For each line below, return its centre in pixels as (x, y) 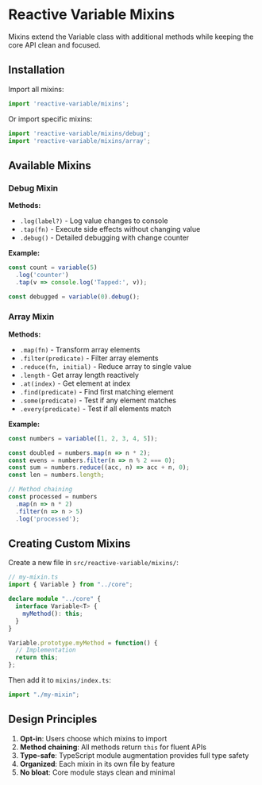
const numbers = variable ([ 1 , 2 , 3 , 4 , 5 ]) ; (83, 438)
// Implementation (46, 650)
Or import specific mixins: (50, 119)
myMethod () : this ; (53, 614)
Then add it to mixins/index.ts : (60, 680)
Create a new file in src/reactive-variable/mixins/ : (93, 563)
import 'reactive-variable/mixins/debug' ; (79, 133)
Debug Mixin (33, 188)
